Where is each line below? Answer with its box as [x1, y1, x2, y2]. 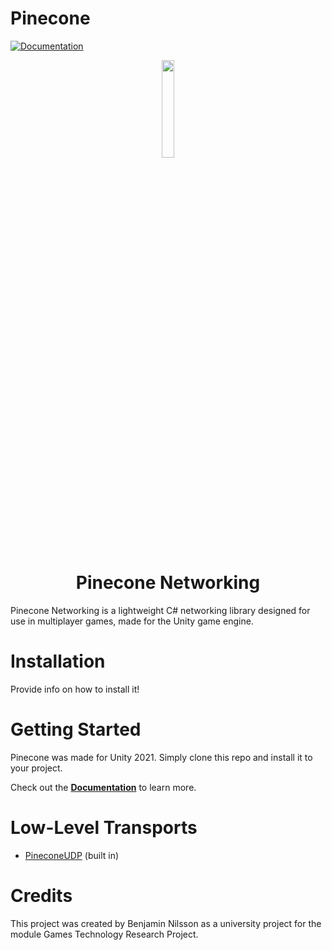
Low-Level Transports [10, 816, 198, 839]
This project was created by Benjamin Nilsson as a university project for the [10, 917, 322, 929]
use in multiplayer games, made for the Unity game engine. [10, 615, 254, 627]
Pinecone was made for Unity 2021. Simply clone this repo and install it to [10, 751, 313, 763]
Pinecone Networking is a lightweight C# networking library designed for [10, 604, 311, 616]
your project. [10, 762, 63, 774]
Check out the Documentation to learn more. [10, 781, 197, 793]
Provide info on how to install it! [10, 683, 140, 695]
